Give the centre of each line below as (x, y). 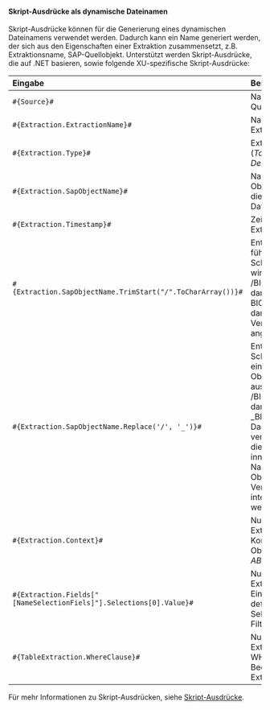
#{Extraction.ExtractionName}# (72, 125)
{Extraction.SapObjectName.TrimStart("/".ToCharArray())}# (128, 292)
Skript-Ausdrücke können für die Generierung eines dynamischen (117, 29)
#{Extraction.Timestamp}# (62, 225)
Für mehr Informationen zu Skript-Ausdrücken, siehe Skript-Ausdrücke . (127, 697)
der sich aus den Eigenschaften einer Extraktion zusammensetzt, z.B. (123, 46)
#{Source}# (33, 102)
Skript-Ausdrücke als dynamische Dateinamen (88, 11)
